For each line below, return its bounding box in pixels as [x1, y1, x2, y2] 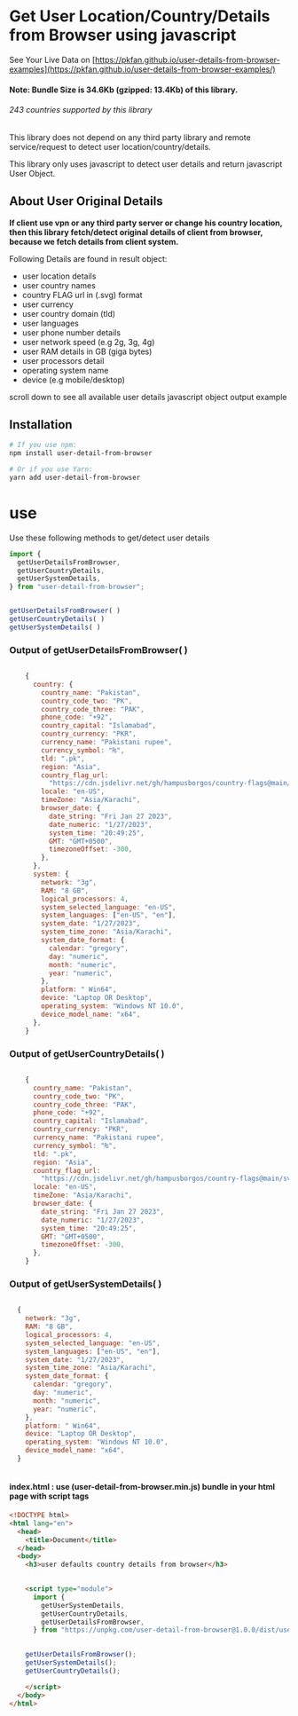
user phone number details [21, 327, 122, 338]
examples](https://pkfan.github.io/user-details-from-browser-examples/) [9, 64, 277, 75]
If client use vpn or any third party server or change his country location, [9, 217, 283, 228]
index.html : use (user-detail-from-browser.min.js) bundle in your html [9, 1482, 276, 1492]
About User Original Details [9, 193, 163, 209]
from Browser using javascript [9, 25, 237, 45]
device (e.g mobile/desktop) [21, 374, 126, 385]
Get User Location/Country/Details [9, 6, 271, 27]
